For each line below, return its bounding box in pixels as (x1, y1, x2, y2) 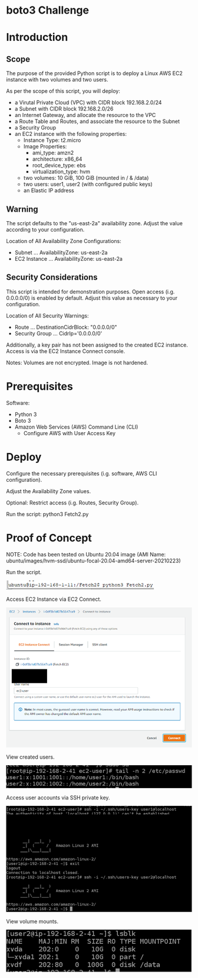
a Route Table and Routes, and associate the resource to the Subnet (14, 118, 180, 125)
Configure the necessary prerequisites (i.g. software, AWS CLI (6, 469, 157, 477)
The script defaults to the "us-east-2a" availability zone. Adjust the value (6, 220, 183, 226)
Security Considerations (6, 273, 98, 283)
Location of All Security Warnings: (6, 312, 90, 319)
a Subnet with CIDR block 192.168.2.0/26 (14, 105, 114, 112)
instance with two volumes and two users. (6, 76, 108, 83)
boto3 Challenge (6, 4, 90, 17)
